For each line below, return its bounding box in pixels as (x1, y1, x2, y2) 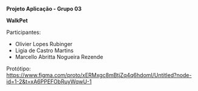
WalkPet (6, 17, 29, 24)
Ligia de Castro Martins (15, 47, 74, 54)
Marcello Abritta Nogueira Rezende (15, 53, 103, 60)
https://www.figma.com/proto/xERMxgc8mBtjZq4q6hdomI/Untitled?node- (6, 72, 192, 78)
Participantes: (6, 29, 41, 36)
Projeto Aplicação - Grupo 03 (6, 5, 82, 12)
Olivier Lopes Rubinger (15, 41, 73, 47)
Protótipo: (6, 65, 32, 72)
